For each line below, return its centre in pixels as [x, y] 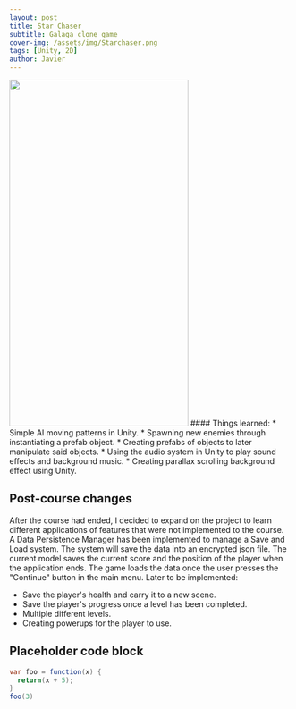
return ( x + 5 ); [46, 680]
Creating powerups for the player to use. [97, 623]
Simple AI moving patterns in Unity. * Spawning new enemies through [138, 433]
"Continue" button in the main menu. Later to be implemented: [124, 577]
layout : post [34, 17]
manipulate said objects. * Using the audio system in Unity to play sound [143, 452]
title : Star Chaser [46, 26]
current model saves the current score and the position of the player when [146, 558]
